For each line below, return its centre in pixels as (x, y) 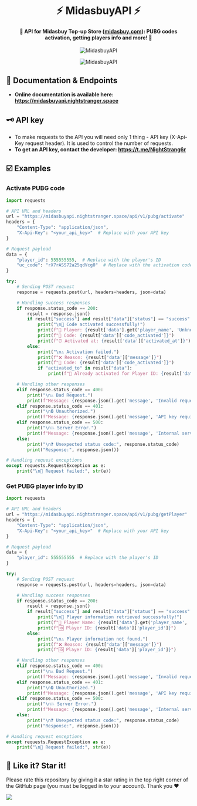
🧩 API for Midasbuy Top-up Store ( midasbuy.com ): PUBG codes (98, 31)
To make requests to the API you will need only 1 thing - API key (91, 137)
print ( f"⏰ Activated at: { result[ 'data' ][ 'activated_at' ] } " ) (114, 341)
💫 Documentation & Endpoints (62, 80)
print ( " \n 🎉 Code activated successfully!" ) (91, 325)
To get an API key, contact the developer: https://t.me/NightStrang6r (100, 150)
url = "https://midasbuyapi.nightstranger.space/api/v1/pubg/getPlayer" (97, 514)
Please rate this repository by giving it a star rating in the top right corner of (97, 780)
